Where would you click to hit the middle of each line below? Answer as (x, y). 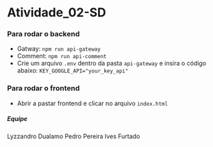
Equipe (17, 119)
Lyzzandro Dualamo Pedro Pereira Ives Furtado (74, 136)
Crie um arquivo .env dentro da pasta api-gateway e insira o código (112, 64)
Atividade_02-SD (57, 13)
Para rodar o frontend (43, 88)
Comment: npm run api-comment (62, 56)
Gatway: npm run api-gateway (59, 49)
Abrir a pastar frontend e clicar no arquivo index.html (92, 103)
